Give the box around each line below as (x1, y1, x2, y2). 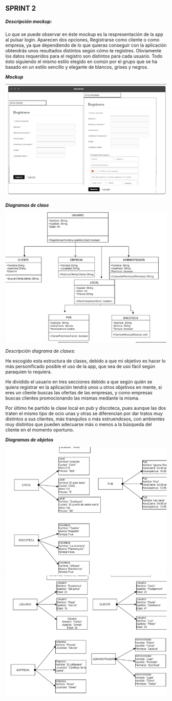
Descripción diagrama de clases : (5, 348, 75, 354)
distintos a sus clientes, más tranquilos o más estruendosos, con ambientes (5, 416, 165, 422)
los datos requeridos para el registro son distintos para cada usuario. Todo (5, 53, 163, 59)
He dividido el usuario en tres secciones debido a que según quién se (5, 379, 153, 385)
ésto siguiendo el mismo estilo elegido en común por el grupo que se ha (5, 58, 158, 65)
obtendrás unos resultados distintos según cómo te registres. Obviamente (5, 48, 162, 54)
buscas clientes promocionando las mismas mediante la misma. (5, 395, 140, 402)
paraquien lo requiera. (5, 369, 52, 375)
